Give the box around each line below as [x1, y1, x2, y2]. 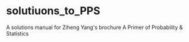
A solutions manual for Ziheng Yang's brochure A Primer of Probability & [6, 24, 183, 31]
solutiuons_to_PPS [6, 4, 100, 18]
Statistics [6, 30, 29, 37]
